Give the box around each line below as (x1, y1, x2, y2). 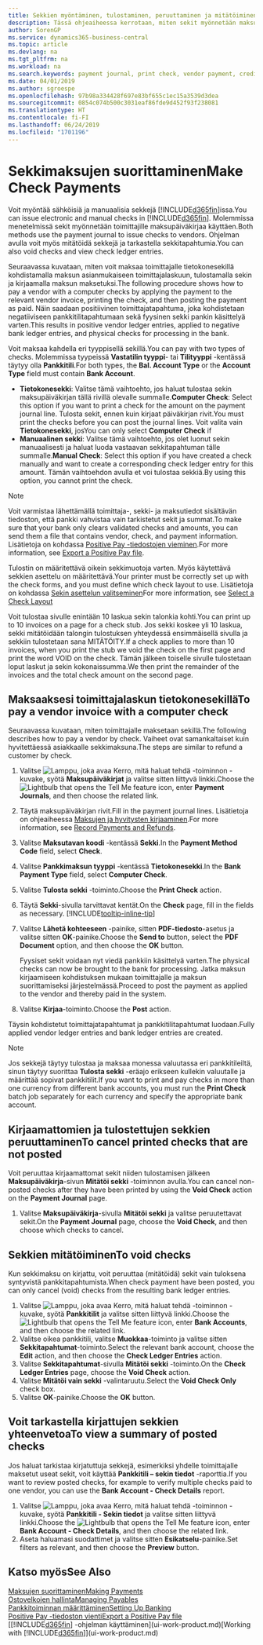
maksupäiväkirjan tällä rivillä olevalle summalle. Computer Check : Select (19, 392, 253, 401)
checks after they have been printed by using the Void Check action (32, 1185, 253, 1194)
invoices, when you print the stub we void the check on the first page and (8, 645, 246, 654)
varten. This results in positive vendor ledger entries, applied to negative (8, 320, 240, 330)
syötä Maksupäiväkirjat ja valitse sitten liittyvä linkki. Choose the (46, 774, 254, 784)
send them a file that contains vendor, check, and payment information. (8, 531, 239, 540)
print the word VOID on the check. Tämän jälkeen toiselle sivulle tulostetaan (8, 653, 252, 663)
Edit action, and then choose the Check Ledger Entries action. (19, 1351, 222, 1360)
